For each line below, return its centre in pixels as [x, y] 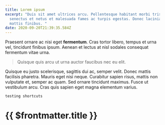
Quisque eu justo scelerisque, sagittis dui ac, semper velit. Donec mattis [78, 71]
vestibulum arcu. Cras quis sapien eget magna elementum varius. [71, 87]
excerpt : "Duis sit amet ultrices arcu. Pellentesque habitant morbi [78, 14]
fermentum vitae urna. [27, 53]
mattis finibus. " [28, 23]
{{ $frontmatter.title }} [51, 116]
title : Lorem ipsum [25, 10]
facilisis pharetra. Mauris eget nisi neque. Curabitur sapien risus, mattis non [82, 77]
